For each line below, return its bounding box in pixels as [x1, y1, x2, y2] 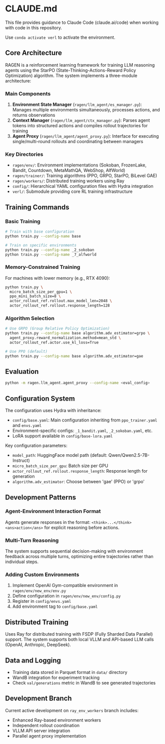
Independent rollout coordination [12, 722, 80, 728]
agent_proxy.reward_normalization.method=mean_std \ [9, 335, 121, 340]
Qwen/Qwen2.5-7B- [108, 452, 150, 458]
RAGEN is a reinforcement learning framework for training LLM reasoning [5, 62, 155, 68]
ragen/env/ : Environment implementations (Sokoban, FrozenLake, [12, 162, 147, 168]
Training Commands [5, 203, 70, 211]
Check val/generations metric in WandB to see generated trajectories [12, 680, 156, 686]
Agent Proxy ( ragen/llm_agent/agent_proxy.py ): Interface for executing [12, 133, 159, 139]
